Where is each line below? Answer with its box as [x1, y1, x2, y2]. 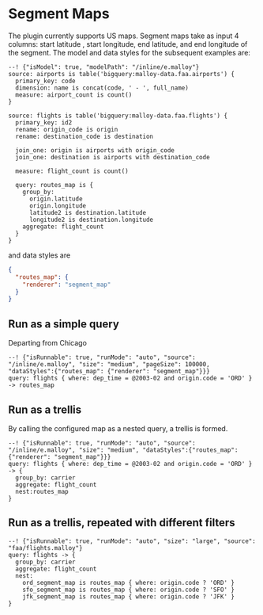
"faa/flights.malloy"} [8, 544, 83, 552]
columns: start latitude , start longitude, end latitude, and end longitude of [8, 39, 248, 48]
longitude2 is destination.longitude [28, 216, 154, 223]
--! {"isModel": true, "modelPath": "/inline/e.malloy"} [8, 63, 200, 71]
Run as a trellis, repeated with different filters [8, 516, 235, 529]
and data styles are [8, 250, 71, 260]
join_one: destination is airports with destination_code [15, 153, 211, 161]
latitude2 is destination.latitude [28, 208, 147, 216]
